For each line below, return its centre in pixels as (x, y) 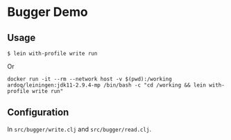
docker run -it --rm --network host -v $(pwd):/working (89, 79)
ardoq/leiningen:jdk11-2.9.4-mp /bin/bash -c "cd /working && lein (107, 85)
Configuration (38, 113)
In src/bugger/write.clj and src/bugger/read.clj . (79, 129)
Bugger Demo (48, 12)
